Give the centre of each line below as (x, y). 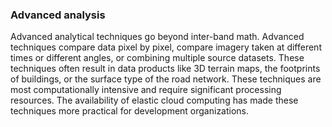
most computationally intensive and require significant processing (146, 90)
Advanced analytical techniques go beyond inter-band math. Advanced (157, 37)
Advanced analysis (58, 15)
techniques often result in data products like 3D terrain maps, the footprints (165, 69)
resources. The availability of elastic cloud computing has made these (154, 100)
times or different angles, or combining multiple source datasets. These (157, 58)
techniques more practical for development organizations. (130, 111)
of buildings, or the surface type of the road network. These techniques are (166, 79)
